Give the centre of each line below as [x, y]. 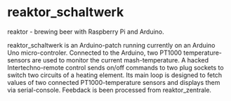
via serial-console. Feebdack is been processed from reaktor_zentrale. [110, 90]
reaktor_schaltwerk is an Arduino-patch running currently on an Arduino [111, 45]
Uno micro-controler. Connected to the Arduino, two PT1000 [95, 53]
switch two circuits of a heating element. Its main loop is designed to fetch [115, 75]
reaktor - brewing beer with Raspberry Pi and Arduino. [86, 32]
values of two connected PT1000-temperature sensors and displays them [114, 82]
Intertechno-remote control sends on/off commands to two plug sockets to [115, 67]
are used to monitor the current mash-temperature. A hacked [120, 60]
